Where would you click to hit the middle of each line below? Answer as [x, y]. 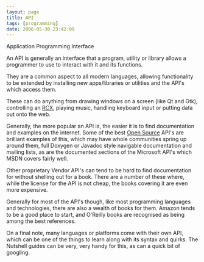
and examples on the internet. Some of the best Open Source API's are [95, 133]
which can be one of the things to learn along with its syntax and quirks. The [102, 239]
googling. [18, 253]
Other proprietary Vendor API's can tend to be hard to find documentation [99, 170]
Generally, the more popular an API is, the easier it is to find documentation [100, 126]
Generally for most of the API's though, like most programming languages [99, 202]
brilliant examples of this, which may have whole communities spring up [97, 139]
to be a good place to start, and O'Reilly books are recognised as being [95, 215]
